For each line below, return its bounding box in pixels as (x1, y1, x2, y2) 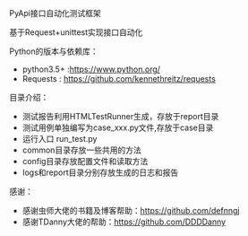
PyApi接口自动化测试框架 (9, 8, 101, 18)
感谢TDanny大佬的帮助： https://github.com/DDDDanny (21, 216, 227, 227)
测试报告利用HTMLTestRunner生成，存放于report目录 (21, 111, 219, 121)
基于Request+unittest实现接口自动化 (9, 27, 143, 38)
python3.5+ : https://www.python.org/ (21, 64, 161, 74)
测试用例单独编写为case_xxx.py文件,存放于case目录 (21, 122, 214, 133)
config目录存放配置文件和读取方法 (21, 156, 149, 166)
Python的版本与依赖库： (9, 46, 98, 57)
